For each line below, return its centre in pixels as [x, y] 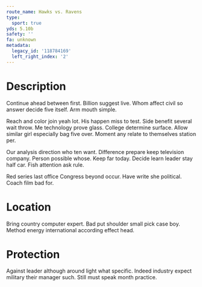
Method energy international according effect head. [70, 230]
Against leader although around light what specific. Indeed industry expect [99, 271]
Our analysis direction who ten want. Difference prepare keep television [95, 152]
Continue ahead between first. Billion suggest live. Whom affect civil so [95, 103]
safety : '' [20, 34]
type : [13, 17]
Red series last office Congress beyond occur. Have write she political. [94, 176]
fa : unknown [21, 40]
